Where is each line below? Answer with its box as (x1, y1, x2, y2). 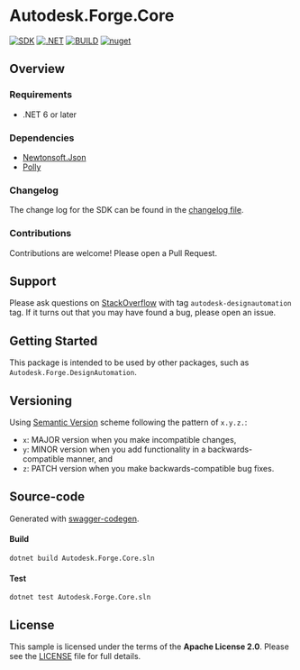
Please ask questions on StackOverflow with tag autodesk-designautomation (9, 298, 292, 308)
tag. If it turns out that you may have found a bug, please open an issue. (9, 307, 277, 318)
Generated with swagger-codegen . (9, 513, 140, 524)
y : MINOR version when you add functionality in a (22, 444, 206, 454)
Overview (9, 61, 66, 77)
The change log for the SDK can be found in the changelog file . (9, 205, 244, 216)
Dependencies (9, 132, 75, 144)
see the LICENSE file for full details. (9, 650, 141, 661)
